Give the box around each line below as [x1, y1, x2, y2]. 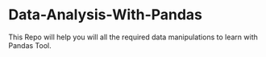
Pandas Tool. [8, 40, 52, 50]
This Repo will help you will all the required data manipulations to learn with [8, 32, 258, 42]
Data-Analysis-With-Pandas [8, 6, 203, 24]
